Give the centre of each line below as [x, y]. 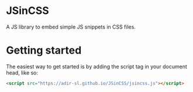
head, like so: [22, 72]
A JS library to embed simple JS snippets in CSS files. [71, 27]
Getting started [44, 50]
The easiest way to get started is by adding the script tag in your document [96, 66]
